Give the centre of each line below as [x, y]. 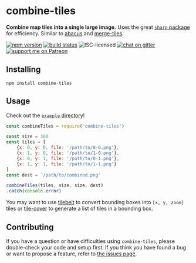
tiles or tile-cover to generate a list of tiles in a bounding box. [80, 209]
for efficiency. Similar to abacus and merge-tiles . [65, 33]
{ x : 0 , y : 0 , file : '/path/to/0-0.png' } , [68, 148]
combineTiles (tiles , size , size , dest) [55, 186]
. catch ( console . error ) [34, 191]
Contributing [30, 227]
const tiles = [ [26, 142]
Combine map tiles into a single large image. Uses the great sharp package [98, 27]
